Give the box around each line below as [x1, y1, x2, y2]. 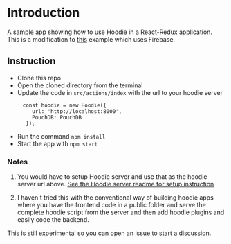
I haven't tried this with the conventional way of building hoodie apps [17, 193, 214, 202]
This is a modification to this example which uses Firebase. [7, 35, 175, 43]
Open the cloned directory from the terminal [17, 81, 143, 89]
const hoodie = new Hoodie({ [22, 102, 107, 109]
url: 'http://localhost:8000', [32, 107, 122, 115]
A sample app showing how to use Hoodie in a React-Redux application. [7, 28, 213, 36]
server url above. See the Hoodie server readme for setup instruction [17, 180, 214, 189]
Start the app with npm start [17, 139, 98, 148]
